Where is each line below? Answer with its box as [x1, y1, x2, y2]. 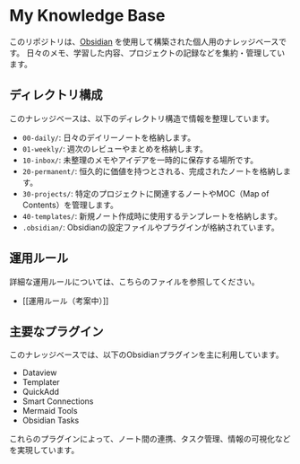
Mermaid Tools [21, 406, 78, 416]
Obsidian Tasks [21, 415, 80, 426]
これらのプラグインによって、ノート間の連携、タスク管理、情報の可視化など [9, 433, 291, 444]
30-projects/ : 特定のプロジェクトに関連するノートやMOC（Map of [21, 188, 270, 198]
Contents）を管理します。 [21, 199, 118, 210]
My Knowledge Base [9, 5, 166, 26]
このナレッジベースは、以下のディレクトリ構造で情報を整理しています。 [9, 113, 275, 124]
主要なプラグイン [9, 324, 104, 339]
